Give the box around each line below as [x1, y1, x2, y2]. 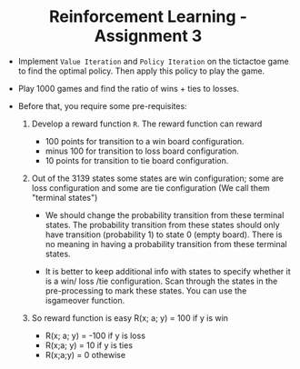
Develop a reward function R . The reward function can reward [31, 118, 263, 129]
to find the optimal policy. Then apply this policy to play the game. [17, 65, 265, 76]
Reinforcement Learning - [48, 6, 248, 27]
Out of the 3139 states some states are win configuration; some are [31, 173, 285, 184]
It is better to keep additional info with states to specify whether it [45, 265, 291, 276]
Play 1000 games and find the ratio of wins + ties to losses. [17, 83, 239, 94]
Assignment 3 [94, 25, 203, 46]
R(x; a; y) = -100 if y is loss [45, 330, 145, 341]
